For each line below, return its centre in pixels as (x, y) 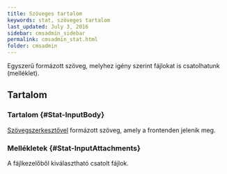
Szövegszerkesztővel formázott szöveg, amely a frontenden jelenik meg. (111, 130)
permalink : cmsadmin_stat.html (53, 40)
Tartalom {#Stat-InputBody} (56, 115)
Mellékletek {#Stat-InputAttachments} (74, 148)
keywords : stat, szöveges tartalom (59, 20)
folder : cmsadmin (32, 46)
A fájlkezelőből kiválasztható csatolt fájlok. (68, 163)
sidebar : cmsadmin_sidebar (46, 33)
